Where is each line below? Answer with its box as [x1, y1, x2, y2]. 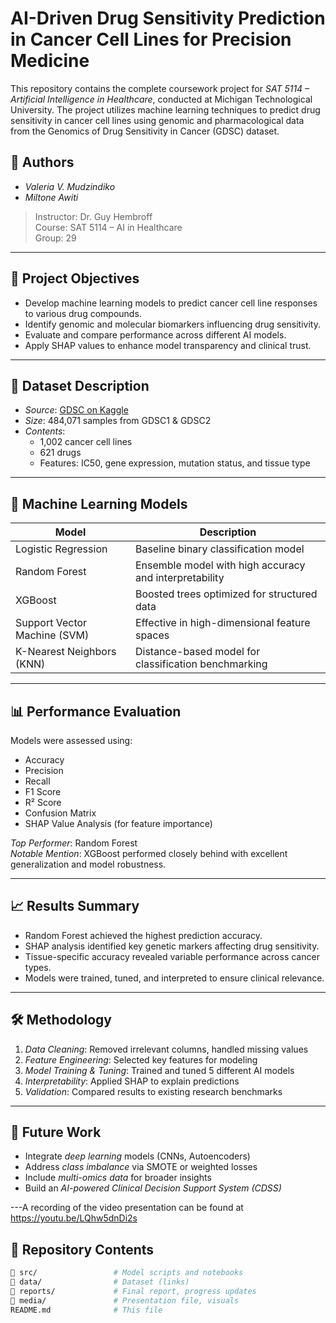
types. [24, 961, 52, 973]
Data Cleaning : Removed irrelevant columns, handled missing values [24, 1043, 309, 1055]
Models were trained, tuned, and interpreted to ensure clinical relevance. [24, 972, 325, 984]
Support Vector [15, 616, 88, 630]
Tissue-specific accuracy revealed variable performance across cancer [24, 950, 320, 962]
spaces [134, 628, 170, 642]
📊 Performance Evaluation [10, 703, 182, 720]
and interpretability [134, 571, 225, 585]
